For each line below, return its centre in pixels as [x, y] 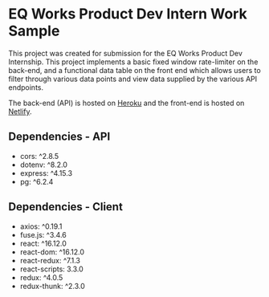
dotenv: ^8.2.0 [44, 165]
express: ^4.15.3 [46, 173]
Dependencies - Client [65, 207]
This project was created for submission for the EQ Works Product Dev [126, 53]
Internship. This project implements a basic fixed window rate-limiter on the [133, 62]
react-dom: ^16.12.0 [52, 252]
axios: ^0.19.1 [41, 226]
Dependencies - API [59, 137]
